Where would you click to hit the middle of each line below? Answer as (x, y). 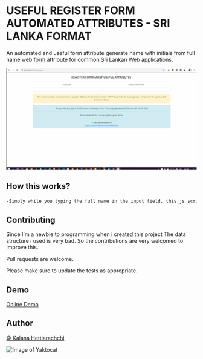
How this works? (38, 186)
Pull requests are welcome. (40, 259)
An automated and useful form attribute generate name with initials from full (101, 53)
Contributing (31, 219)
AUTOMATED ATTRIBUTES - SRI (88, 23)
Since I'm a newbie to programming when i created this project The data (96, 234)
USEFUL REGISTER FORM (71, 11)
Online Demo (23, 304)
